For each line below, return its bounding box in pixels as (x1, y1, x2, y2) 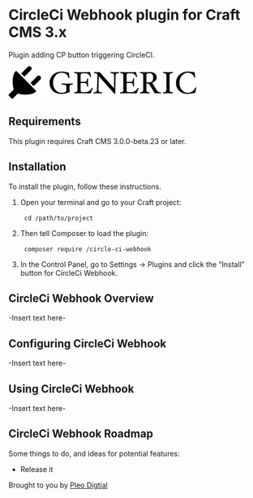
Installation (8, 160, 66, 174)
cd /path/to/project (24, 214, 93, 222)
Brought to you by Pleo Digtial (8, 480, 108, 490)
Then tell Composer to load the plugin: (19, 228, 148, 238)
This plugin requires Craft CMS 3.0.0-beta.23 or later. (8, 136, 187, 146)
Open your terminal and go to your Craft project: (19, 197, 182, 207)
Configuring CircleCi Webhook (8, 336, 167, 351)
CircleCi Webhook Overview (8, 291, 154, 305)
